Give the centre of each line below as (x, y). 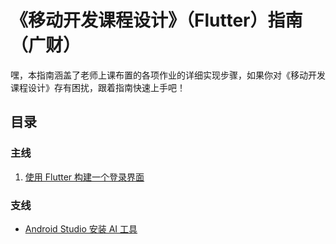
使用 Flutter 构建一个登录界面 (84, 177)
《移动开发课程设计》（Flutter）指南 (156, 20)
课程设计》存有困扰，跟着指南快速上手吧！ (98, 87)
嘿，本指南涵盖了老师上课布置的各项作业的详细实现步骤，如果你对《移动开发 (168, 75)
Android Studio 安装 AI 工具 (81, 228)
